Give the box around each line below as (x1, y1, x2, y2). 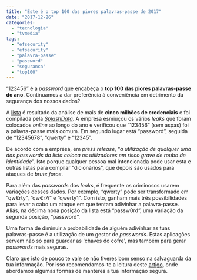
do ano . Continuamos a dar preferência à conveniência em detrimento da (6, 91, 183, 98)
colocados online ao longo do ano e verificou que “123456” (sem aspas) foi (6, 121, 189, 129)
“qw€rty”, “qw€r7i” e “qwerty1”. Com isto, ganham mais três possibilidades (6, 195, 187, 202)
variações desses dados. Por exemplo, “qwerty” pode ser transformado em (6, 188, 189, 195)
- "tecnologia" (11, 25, 49, 31)
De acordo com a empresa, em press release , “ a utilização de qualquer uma (6, 146, 192, 153)
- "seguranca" (11, 63, 46, 70)
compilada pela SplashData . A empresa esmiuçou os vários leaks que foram (6, 116, 191, 123)
